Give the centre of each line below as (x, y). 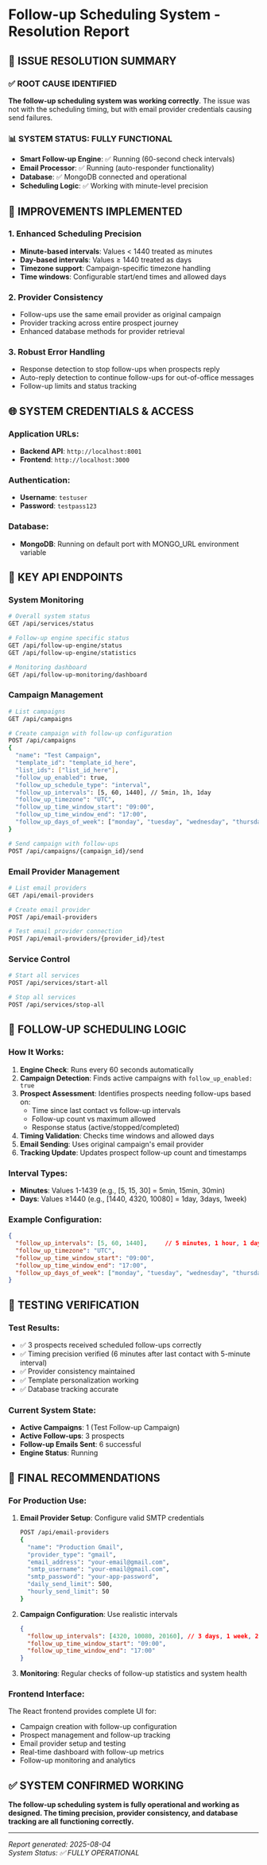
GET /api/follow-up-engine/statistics (72, 653)
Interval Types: (38, 1173)
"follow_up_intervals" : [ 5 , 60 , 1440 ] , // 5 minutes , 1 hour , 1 (131, 1243)
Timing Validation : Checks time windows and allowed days (117, 1135)
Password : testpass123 (58, 506)
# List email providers (48, 888)
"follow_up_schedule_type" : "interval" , (83, 785)
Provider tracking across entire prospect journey (99, 323)
